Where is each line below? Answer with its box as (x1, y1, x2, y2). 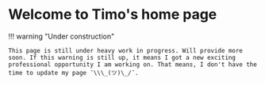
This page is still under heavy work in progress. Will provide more (8, 46, 244, 54)
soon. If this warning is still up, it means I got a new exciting (8, 54, 236, 61)
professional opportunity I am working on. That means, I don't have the (8, 61, 258, 68)
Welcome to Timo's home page (8, 6, 217, 24)
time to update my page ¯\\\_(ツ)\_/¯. (8, 68, 139, 76)
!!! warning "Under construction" (8, 31, 115, 41)
